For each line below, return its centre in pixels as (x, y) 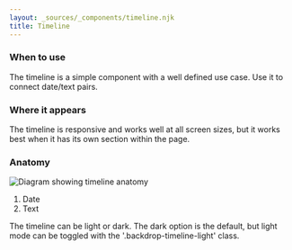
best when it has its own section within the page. (100, 139)
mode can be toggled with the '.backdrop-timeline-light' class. (124, 236)
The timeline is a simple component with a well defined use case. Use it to (146, 76)
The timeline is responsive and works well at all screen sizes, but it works (145, 129)
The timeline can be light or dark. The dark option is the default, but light (143, 227)
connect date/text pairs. (54, 86)
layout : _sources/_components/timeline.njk (92, 18)
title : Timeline (40, 26)
